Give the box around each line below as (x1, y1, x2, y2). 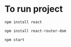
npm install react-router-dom (4, 28, 67, 33)
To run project (4, 3, 63, 15)
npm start (4, 37, 25, 42)
